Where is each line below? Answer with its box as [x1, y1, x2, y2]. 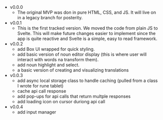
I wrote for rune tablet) [17, 83, 64, 88]
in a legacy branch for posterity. [17, 15, 83, 20]
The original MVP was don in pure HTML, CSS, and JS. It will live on [17, 9, 157, 15]
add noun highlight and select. [17, 62, 80, 68]
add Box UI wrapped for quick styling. [17, 46, 95, 52]
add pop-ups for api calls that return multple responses [17, 93, 131, 99]
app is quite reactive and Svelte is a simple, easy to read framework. [17, 36, 158, 41]
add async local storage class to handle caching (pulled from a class [17, 78, 158, 83]
